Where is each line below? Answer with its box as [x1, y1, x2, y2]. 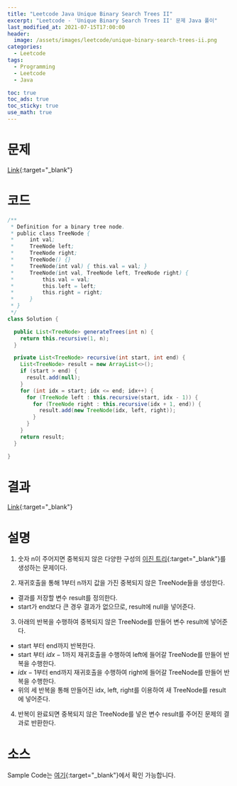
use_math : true [7, 109, 53, 116]
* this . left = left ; [10, 282, 97, 289]
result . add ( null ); [26, 374, 81, 381]
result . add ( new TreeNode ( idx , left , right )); [38, 407, 176, 414]
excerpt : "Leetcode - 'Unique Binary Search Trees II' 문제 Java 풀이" [7, 17, 218, 24]
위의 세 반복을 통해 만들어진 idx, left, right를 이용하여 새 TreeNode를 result [17, 686, 226, 694]
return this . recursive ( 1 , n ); [20, 335, 110, 342]
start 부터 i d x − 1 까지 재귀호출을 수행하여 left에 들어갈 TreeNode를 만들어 [17, 651, 222, 659]
